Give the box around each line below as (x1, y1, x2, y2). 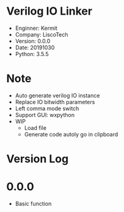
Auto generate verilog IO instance (15, 91, 100, 99)
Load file (24, 124, 47, 132)
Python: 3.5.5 (15, 50, 49, 57)
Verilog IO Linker (6, 4, 93, 18)
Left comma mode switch (15, 105, 79, 112)
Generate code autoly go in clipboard (24, 130, 119, 138)
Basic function (15, 200, 52, 207)
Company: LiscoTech (15, 30, 68, 38)
